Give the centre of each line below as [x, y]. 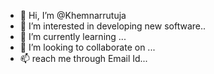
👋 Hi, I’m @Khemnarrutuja [73, 15]
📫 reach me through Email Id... [83, 58]
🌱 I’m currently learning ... [73, 36]
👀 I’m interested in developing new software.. [113, 26]
